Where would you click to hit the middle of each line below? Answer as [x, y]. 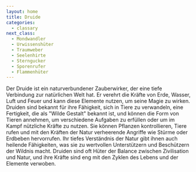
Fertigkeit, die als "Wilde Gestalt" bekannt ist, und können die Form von [93, 114]
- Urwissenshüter [33, 45]
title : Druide [24, 17]
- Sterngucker [29, 61]
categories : [21, 22]
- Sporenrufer [29, 66]
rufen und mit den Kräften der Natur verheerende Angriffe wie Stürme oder [97, 133]
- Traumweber [27, 50]
